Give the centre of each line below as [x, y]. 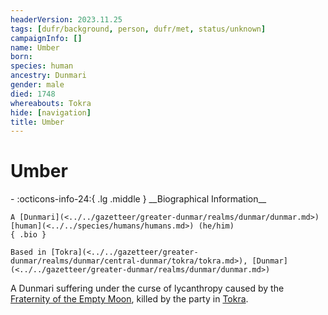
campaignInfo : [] [46, 38]
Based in [28, 252]
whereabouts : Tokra [51, 103]
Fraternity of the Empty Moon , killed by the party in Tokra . [129, 299]
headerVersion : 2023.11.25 [66, 19]
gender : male [37, 85]
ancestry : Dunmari [48, 76]
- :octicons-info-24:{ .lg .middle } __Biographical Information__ [138, 199]
